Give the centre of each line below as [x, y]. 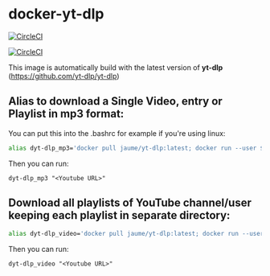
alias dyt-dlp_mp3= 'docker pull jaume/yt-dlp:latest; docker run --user [133, 148]
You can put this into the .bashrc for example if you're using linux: [117, 133]
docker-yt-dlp [56, 14]
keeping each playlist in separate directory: [119, 215]
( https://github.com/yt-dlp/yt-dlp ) [64, 76]
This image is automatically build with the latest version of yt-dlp [116, 67]
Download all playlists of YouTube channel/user [130, 203]
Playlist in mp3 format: [66, 114]
